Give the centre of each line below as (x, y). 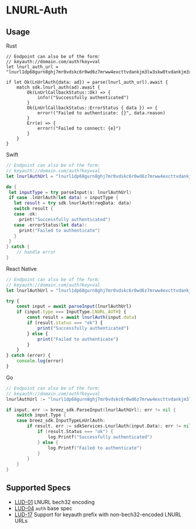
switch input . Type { (41, 415)
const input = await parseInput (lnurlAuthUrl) (74, 306)
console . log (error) (40, 361)
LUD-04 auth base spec (43, 508)
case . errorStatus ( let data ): (50, 225)
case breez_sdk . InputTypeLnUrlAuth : (61, 421)
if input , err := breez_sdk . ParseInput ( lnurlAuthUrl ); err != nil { (91, 410)
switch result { (34, 209)
